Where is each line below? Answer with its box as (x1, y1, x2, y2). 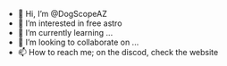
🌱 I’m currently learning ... (17, 28, 113, 37)
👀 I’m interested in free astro (17, 18, 122, 29)
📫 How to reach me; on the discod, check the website (17, 47, 219, 57)
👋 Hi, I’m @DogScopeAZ (17, 9, 107, 19)
